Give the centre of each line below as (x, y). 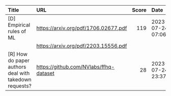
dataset (45, 73)
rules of (17, 31)
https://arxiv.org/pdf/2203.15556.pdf (82, 46)
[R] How (18, 54)
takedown (20, 79)
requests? (20, 86)
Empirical (19, 25)
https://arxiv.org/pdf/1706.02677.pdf (82, 28)
